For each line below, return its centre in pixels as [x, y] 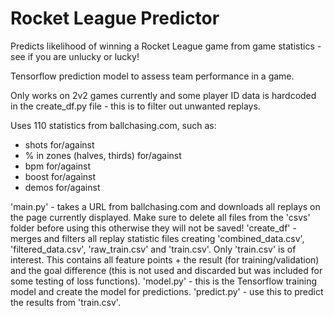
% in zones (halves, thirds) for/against [103, 155]
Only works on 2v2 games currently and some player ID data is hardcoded [163, 95]
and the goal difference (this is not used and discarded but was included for [166, 270]
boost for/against [60, 176]
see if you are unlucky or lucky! [75, 56]
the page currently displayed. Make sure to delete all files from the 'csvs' [160, 217]
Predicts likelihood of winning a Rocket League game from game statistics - [166, 46]
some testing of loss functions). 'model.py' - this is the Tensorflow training [164, 281]
